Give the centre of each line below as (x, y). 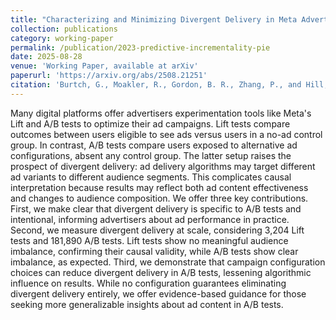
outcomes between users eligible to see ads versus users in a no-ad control (166, 134)
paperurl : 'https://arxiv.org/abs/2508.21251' (109, 76)
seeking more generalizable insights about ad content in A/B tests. (147, 304)
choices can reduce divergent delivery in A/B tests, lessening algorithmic (161, 272)
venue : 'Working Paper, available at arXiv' (104, 66)
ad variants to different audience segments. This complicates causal (151, 177)
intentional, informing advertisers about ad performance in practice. (150, 219)
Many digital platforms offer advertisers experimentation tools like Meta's (161, 113)
